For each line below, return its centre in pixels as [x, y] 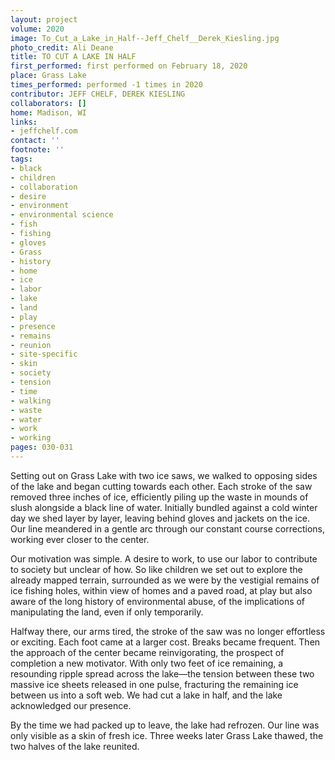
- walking [31, 401]
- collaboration [44, 187]
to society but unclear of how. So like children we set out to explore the [156, 569]
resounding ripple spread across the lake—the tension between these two [162, 673]
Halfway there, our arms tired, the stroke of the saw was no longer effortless [168, 631]
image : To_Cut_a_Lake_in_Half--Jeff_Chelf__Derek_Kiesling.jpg [145, 38]
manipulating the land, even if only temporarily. [107, 612]
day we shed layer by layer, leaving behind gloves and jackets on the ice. [160, 518]
